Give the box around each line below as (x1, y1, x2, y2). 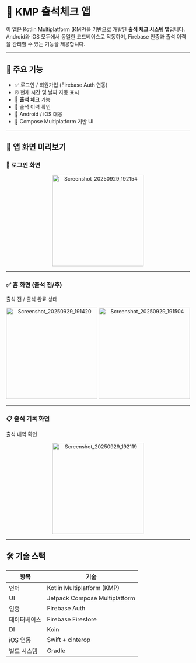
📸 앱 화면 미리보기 (6, 142, 66, 152)
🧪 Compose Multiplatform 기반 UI (14, 118, 94, 125)
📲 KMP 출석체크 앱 (6, 5, 91, 19)
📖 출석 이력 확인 (14, 103, 51, 110)
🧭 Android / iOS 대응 (14, 110, 63, 118)
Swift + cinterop (47, 636, 91, 644)
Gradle (47, 647, 66, 655)
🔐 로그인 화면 (6, 161, 41, 170)
